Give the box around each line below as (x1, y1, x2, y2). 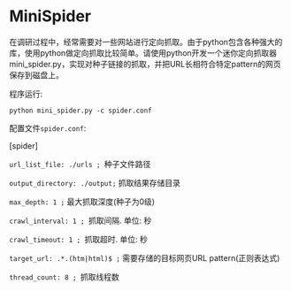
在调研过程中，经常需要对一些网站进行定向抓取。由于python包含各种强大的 (9, 36, 283, 47)
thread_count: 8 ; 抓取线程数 (9, 272, 119, 282)
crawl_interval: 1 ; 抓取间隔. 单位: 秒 (9, 215, 152, 226)
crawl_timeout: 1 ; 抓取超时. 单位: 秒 (9, 234, 148, 244)
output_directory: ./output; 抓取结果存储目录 (9, 177, 181, 188)
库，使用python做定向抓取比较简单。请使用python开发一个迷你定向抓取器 (9, 47, 277, 58)
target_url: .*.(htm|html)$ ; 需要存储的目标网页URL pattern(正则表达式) (9, 252, 280, 263)
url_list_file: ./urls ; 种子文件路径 (9, 158, 151, 169)
